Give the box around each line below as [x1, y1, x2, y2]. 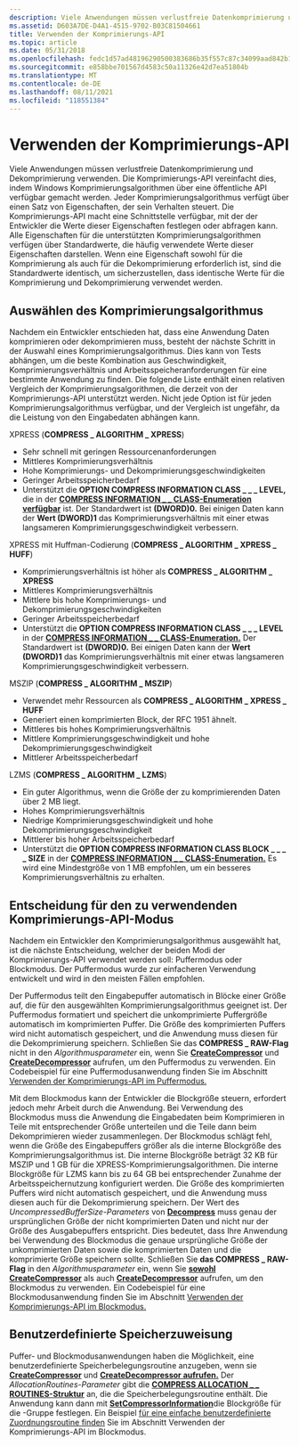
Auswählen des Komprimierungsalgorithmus [9, 303, 264, 318]
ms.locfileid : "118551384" [9, 95, 109, 105]
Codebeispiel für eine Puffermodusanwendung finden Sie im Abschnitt [9, 1066, 269, 1076]
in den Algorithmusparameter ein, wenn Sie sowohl [27, 1262, 216, 1274]
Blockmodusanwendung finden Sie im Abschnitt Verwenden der [9, 1291, 244, 1302]
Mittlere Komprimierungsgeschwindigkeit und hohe [21, 733, 210, 744]
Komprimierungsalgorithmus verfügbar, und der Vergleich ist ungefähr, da [9, 403, 280, 413]
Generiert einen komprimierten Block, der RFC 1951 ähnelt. [21, 715, 238, 725]
